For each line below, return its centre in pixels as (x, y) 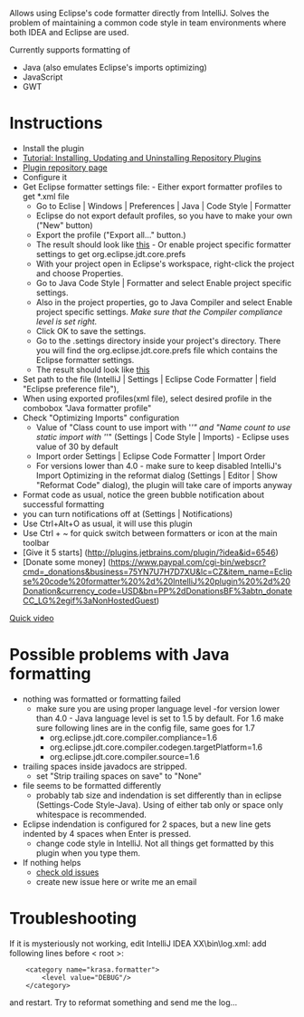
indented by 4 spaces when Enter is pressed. (107, 833)
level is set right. (66, 321)
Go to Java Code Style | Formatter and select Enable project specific (164, 283)
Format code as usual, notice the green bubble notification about (143, 494)
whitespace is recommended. (91, 814)
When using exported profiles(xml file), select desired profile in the (147, 398)
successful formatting (63, 504)
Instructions (56, 124)
